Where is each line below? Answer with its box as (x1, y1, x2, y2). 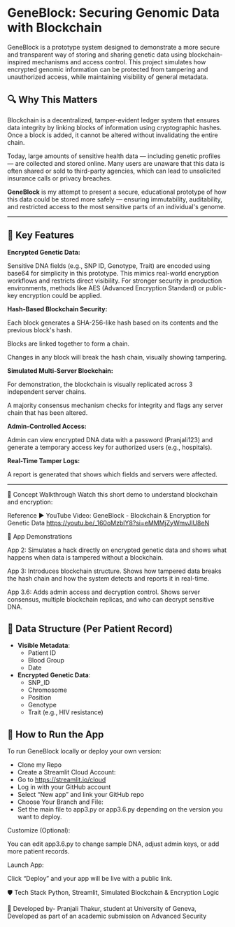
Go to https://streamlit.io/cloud (17, 775, 106, 784)
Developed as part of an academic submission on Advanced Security (7, 912, 207, 921)
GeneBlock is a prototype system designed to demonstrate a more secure (7, 43, 220, 51)
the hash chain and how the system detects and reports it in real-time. (7, 574, 210, 582)
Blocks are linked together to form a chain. (7, 339, 130, 348)
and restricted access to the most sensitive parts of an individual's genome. (7, 202, 226, 211)
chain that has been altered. (7, 408, 88, 417)
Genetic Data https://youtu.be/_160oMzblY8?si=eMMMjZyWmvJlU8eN (7, 518, 210, 527)
